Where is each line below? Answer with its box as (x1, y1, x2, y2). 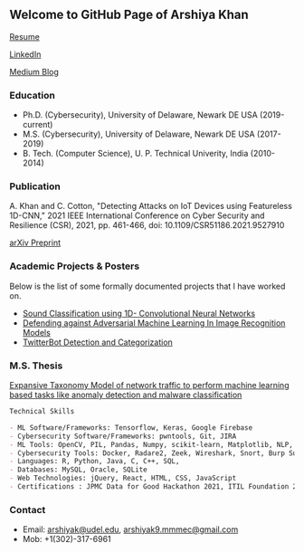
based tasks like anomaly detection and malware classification (9, 389, 242, 400)
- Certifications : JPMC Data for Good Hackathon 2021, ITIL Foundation (9, 482, 290, 491)
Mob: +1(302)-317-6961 (22, 534, 111, 545)
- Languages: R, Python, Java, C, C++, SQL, (9, 457, 180, 466)
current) (22, 119, 53, 130)
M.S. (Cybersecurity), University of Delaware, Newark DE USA (22, 128, 255, 139)
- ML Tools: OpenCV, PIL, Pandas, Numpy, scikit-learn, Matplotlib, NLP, (9, 440, 294, 449)
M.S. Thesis (9, 359, 63, 372)
